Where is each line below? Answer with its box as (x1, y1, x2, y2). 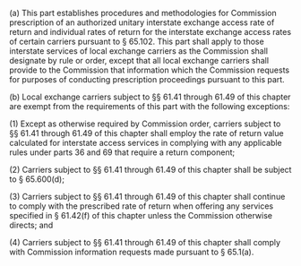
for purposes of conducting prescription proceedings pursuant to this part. (9, 74, 285, 84)
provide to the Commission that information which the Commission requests (9, 64, 290, 75)
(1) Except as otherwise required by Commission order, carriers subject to (9, 118, 281, 129)
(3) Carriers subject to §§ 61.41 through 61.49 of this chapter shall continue (9, 192, 286, 202)
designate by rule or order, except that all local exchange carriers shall (9, 56, 270, 65)
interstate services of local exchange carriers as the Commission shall (9, 46, 269, 56)
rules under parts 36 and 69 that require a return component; (9, 147, 236, 158)
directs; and (9, 219, 54, 230)
